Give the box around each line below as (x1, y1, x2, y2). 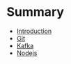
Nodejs (16, 49, 38, 57)
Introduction (16, 27, 52, 35)
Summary (6, 4, 64, 20)
